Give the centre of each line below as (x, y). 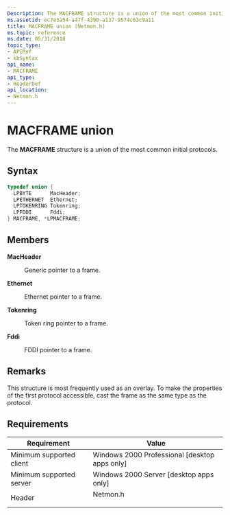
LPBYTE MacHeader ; (47, 193)
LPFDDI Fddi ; (40, 213)
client (20, 463)
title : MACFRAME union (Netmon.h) (56, 26)
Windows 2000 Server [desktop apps (153, 474)
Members (28, 240)
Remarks (27, 371)
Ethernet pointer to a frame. (63, 297)
